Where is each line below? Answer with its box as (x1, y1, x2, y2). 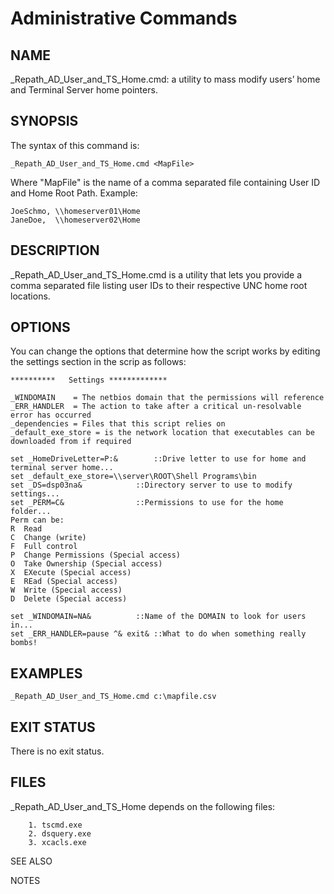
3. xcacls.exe (28, 837, 87, 847)
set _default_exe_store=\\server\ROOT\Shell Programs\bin (10, 472, 257, 482)
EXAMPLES (10, 665, 83, 682)
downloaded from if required (10, 437, 132, 447)
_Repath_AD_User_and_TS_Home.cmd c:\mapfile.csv (10, 692, 217, 702)
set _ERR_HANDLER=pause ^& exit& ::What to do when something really (10, 629, 307, 639)
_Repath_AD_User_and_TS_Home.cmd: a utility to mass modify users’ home (10, 73, 321, 85)
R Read (10, 524, 43, 534)
